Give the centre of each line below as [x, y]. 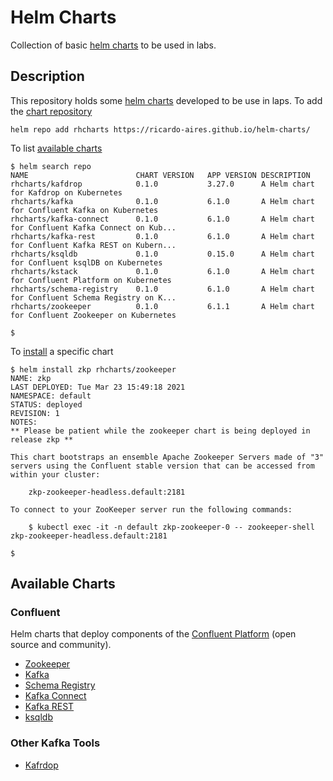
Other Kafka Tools [55, 743]
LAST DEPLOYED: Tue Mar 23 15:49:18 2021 [98, 387]
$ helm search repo [51, 166]
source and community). [61, 645]
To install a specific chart [62, 351]
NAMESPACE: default [51, 396]
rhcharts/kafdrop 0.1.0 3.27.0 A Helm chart [162, 184]
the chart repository [51, 111]
